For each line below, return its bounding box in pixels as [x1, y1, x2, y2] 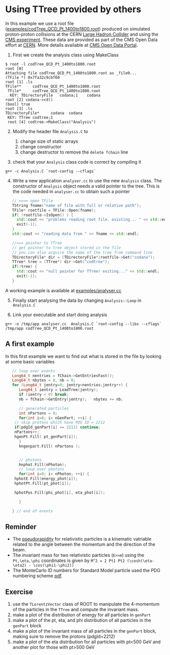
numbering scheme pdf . [12, 573, 63, 579]
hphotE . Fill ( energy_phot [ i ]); [14, 476, 78, 481]
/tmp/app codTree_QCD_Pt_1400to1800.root [5, 326, 94, 331]
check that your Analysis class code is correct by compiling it [12, 159, 142, 165]
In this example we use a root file [5, 20, 74, 26]
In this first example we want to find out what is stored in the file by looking [5, 353, 162, 359]
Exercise [5, 587, 33, 596]
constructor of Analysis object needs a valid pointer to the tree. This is [12, 183, 160, 189]
